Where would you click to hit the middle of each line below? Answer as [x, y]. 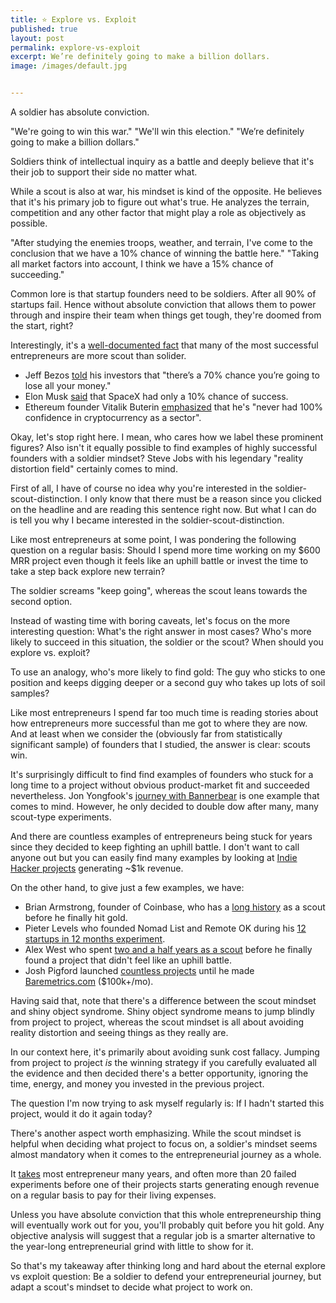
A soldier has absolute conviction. [80, 112]
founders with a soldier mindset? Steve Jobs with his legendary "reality [157, 458]
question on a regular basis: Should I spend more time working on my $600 [165, 550]
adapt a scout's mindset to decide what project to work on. [131, 1287]
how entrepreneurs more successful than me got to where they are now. [159, 723]
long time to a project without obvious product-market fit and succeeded [160, 785]
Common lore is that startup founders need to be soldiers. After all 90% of [163, 294]
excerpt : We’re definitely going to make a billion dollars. [140, 57]
